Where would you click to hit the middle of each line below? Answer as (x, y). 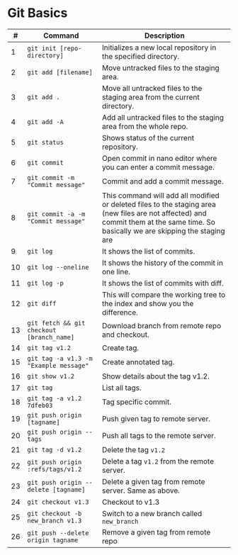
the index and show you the (148, 303)
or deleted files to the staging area (159, 204)
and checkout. (126, 335)
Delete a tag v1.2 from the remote (158, 461)
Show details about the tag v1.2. (156, 376)
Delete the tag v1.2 (134, 449)
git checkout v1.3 (58, 502)
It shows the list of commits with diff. (163, 283)
